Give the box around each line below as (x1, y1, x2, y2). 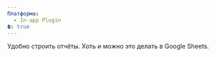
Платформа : (7, 10, 39, 17)
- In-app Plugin (13, 17, 61, 24)
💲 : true (7, 23, 30, 30)
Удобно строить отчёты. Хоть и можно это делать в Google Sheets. (7, 42, 210, 51)
